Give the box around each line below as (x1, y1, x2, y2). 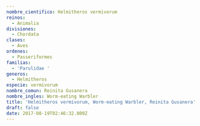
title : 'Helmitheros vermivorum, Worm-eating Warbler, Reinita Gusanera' (6, 99, 196, 105)
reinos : (6, 15, 26, 21)
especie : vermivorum (6, 82, 59, 88)
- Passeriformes (11, 54, 53, 60)
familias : (6, 59, 31, 65)
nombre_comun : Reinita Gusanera (6, 88, 88, 94)
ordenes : (6, 48, 28, 55)
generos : (6, 71, 28, 77)
